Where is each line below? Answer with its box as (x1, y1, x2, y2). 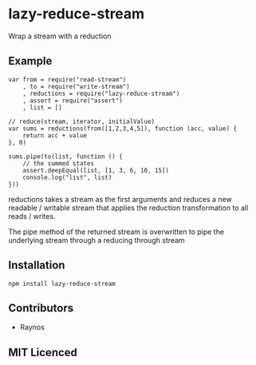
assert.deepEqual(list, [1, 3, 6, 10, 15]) (22, 166, 170, 174)
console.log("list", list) (22, 173, 112, 181)
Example (8, 54, 53, 68)
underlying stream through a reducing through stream (8, 235, 185, 244)
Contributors (8, 301, 74, 315)
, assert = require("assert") (22, 97, 124, 105)
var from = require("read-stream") (8, 75, 127, 84)
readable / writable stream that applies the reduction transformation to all (8, 203, 249, 212)
